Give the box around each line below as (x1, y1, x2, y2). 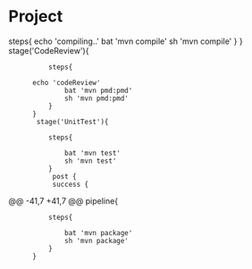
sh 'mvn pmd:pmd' (64, 94, 129, 103)
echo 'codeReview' (31, 78, 101, 87)
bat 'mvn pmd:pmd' (64, 86, 133, 95)
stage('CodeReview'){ (8, 45, 89, 55)
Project (8, 6, 63, 27)
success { (52, 180, 89, 189)
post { (52, 172, 77, 181)
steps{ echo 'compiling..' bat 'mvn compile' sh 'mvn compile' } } (8, 36, 243, 46)
